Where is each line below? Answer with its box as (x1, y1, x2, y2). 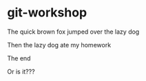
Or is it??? (7, 67, 36, 76)
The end (7, 54, 31, 62)
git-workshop (7, 5, 87, 21)
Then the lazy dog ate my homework (7, 40, 112, 49)
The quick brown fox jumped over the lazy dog (7, 27, 140, 36)
